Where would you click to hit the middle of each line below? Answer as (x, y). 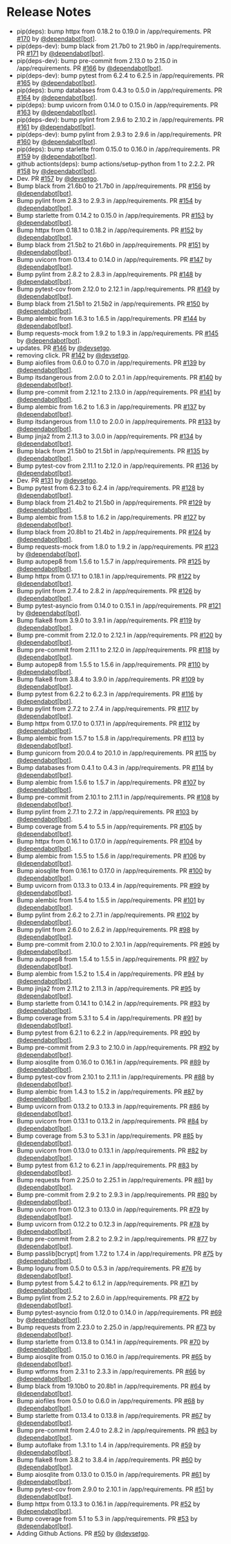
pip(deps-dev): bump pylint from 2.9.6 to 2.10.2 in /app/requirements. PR (120, 119)
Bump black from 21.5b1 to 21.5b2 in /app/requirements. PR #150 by (113, 304)
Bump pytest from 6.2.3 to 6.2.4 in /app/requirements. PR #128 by (110, 488)
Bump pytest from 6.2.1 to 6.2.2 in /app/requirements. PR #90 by (108, 1033)
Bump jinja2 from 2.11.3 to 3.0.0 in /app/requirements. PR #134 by (109, 436)
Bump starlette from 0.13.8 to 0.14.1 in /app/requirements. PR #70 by (113, 1342)
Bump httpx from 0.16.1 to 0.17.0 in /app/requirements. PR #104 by (109, 841)
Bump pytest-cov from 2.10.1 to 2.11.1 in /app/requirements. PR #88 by (115, 1077)
